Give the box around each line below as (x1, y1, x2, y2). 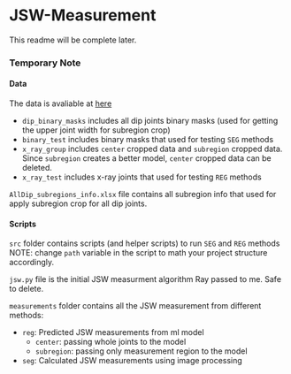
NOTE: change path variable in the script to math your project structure (9, 248, 268, 258)
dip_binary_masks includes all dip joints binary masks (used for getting (21, 116, 279, 126)
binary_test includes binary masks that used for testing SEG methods (21, 134, 274, 145)
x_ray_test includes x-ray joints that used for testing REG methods (21, 172, 263, 182)
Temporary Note (9, 57, 81, 69)
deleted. (21, 163, 53, 173)
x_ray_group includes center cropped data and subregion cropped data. (21, 143, 283, 155)
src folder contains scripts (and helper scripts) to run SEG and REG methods (9, 238, 280, 248)
